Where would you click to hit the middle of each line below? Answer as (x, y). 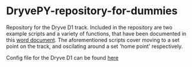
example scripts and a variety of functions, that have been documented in (96, 33)
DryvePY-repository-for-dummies (92, 11)
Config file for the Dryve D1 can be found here (63, 58)
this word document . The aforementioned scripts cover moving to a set (93, 40)
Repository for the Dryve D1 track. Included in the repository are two (89, 27)
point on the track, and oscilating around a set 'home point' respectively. (95, 46)
